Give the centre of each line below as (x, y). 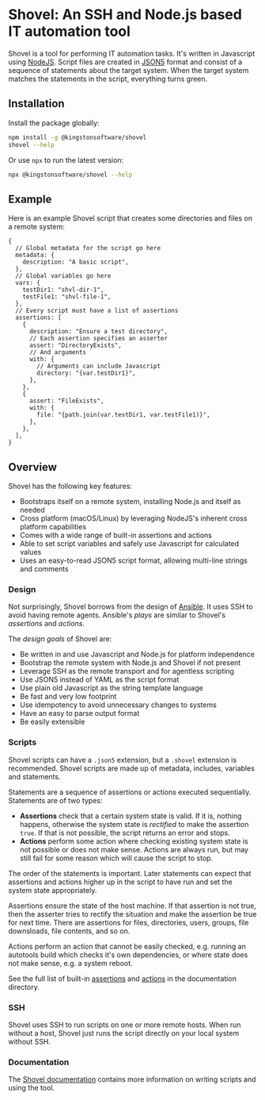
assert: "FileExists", (66, 401)
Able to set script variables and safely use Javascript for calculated (129, 544)
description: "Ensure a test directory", (98, 332)
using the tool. (32, 1088)
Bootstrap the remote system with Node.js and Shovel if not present (130, 663)
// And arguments (58, 352)
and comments (44, 569)
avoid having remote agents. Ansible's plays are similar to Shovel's (117, 615)
